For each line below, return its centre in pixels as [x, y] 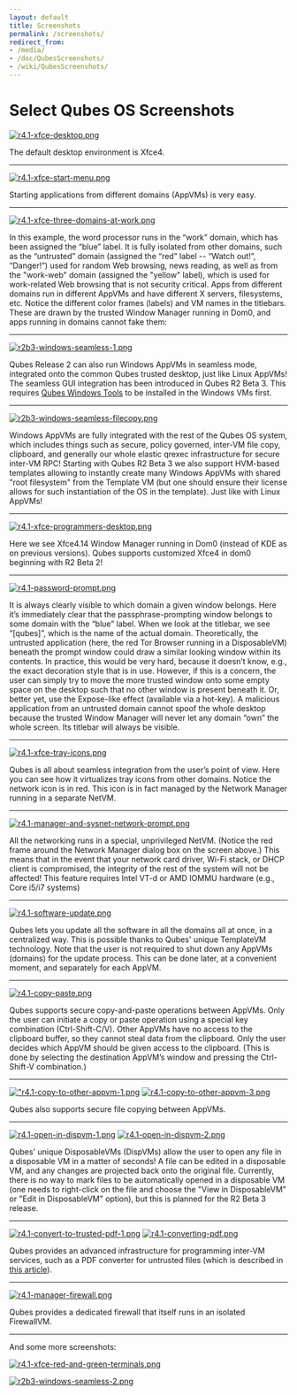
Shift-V [22, 1066]
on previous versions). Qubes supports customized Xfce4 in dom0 [130, 553]
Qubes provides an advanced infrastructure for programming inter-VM [137, 1250]
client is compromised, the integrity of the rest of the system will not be [139, 869]
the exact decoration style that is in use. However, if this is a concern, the [143, 671]
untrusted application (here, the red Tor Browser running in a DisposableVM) [148, 642]
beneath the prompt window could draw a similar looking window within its [145, 652]
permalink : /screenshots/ [57, 34]
